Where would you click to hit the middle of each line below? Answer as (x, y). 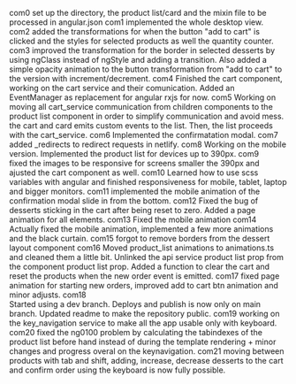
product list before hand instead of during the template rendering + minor (143, 342)
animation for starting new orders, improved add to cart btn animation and (144, 285)
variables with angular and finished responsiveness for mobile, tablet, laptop (148, 182)
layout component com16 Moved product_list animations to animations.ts (142, 248)
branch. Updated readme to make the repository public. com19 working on (144, 314)
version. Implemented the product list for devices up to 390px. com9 (134, 154)
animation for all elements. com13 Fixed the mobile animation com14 (133, 219)
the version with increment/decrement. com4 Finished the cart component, (146, 78)
